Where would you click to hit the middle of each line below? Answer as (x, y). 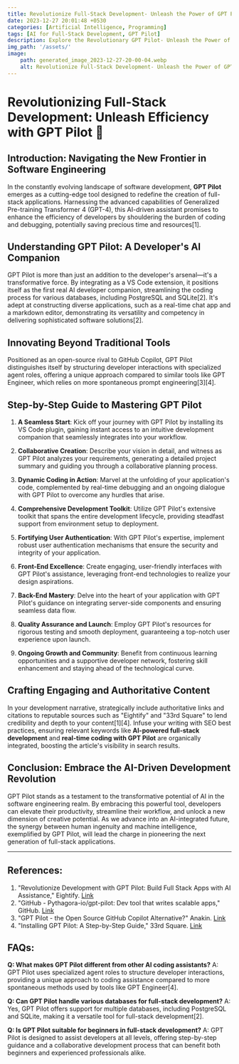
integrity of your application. (59, 553)
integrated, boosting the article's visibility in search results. (94, 745)
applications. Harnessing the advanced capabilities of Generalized (122, 202)
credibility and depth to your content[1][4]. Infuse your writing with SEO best (119, 723)
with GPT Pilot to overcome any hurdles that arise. (91, 495)
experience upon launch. (54, 639)
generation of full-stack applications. (62, 841)
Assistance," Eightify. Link (55, 895)
